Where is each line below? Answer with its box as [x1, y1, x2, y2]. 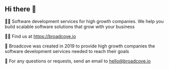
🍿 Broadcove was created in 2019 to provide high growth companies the [5, 43, 155, 49]
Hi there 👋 [5, 5, 36, 13]
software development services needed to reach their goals [5, 48, 130, 54]
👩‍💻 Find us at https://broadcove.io [5, 33, 76, 39]
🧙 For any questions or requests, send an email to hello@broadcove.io [5, 58, 151, 64]
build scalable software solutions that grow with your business [5, 23, 135, 29]
